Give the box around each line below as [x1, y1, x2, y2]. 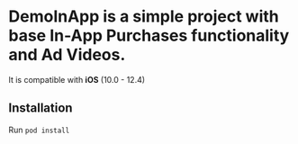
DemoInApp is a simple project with [8, 6, 280, 27]
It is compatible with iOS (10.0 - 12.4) [8, 74, 146, 85]
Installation [8, 101, 73, 116]
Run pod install [8, 124, 70, 135]
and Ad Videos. [8, 45, 126, 65]
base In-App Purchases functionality [8, 25, 290, 46]
